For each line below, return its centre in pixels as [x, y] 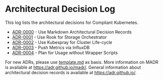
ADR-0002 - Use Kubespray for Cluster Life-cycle [62, 42]
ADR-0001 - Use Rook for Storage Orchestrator [59, 37]
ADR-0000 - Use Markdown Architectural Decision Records [72, 32]
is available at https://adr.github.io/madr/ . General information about [73, 67]
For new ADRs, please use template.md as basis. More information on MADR [82, 62]
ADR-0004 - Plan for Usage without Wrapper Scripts [65, 53]
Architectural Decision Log [60, 9]
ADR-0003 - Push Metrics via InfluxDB [51, 47]
